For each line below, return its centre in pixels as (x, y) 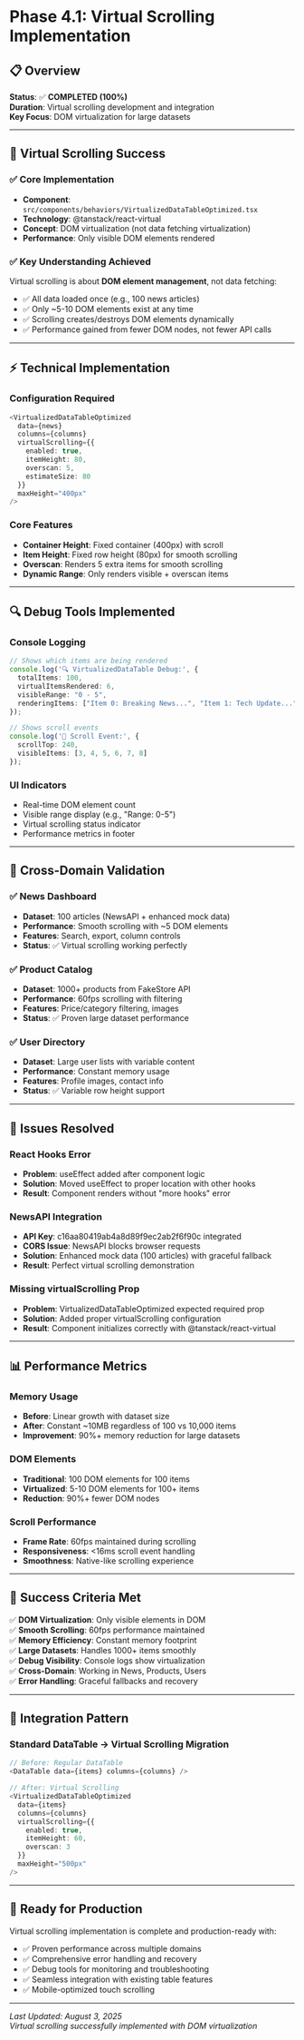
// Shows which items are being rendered (89, 661)
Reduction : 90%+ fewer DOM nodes (91, 1498)
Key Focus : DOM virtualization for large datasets (100, 117)
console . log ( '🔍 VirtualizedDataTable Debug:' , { (104, 670)
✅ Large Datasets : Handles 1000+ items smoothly (103, 1650)
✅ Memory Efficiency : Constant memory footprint (103, 1640)
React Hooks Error (50, 1154)
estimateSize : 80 (58, 476)
